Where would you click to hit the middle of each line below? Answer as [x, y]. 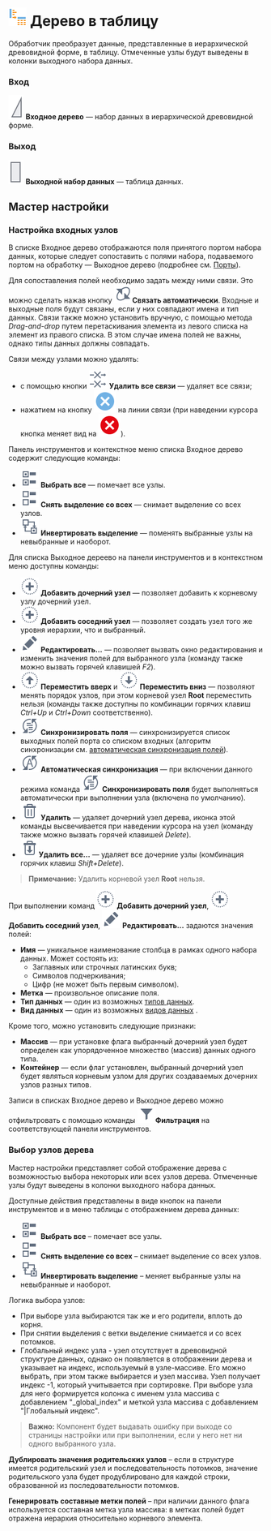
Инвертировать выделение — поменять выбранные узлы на [146, 533]
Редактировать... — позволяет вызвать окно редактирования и [151, 650]
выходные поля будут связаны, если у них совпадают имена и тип [124, 309]
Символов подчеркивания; [79, 976]
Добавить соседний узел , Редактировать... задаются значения [131, 926]
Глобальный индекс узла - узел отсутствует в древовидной [123, 1350]
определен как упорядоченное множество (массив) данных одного [138, 1051]
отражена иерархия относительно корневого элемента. [106, 1518]
